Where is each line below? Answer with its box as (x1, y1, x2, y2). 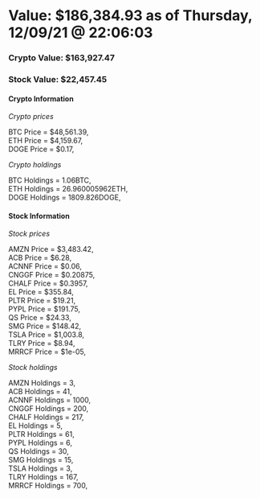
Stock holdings (8, 363, 58, 372)
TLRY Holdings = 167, (8, 472, 79, 482)
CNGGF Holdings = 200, (8, 404, 89, 414)
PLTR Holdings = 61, (8, 430, 75, 439)
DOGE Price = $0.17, (8, 144, 75, 154)
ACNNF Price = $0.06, (8, 261, 82, 271)
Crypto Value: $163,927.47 (8, 52, 115, 64)
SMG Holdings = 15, (8, 455, 74, 465)
